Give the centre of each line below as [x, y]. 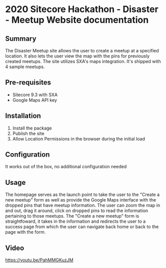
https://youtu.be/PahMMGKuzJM [39, 260]
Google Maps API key [35, 100]
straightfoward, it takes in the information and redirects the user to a [75, 221]
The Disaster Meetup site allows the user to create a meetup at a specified [82, 51]
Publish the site [28, 133]
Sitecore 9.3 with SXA [35, 95]
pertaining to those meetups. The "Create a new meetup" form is [72, 216]
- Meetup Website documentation [77, 20]
